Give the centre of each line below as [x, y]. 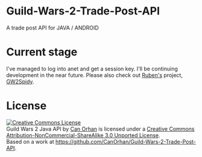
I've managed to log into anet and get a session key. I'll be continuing [92, 69]
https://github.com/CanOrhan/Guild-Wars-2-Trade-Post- [125, 141]
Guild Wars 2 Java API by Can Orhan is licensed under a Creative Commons [100, 129]
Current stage [42, 52]
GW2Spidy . [20, 81]
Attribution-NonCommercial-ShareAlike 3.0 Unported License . [84, 135]
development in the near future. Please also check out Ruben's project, [94, 75]
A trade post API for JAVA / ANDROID [53, 28]
